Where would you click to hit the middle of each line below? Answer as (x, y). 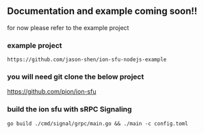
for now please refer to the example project (68, 27)
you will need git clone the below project (76, 77)
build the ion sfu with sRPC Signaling (69, 109)
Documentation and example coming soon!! (102, 11)
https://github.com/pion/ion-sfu (52, 92)
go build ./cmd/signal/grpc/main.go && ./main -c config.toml (98, 123)
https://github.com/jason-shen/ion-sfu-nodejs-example (87, 60)
